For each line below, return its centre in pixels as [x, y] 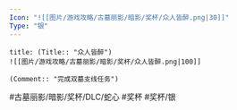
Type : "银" [29, 26]
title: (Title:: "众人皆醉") [61, 52]
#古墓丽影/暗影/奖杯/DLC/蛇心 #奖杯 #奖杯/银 [93, 97]
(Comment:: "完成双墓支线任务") [64, 79]
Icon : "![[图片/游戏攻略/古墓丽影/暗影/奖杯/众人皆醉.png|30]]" [119, 17]
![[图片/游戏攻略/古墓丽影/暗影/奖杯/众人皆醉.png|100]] [105, 62]
